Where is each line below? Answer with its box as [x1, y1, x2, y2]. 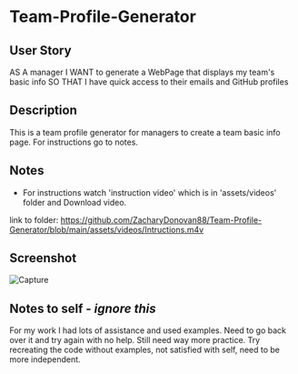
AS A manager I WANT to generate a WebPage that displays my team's [9, 66, 275, 77]
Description [9, 103, 77, 118]
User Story [9, 43, 72, 58]
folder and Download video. [22, 197, 127, 207]
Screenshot [9, 250, 77, 266]
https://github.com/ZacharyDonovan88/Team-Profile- [60, 214, 263, 225]
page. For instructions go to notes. [9, 136, 139, 147]
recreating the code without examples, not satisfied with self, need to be [9, 344, 280, 356]
